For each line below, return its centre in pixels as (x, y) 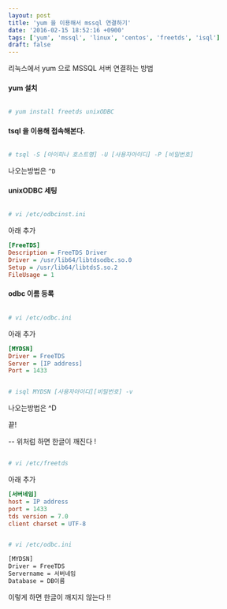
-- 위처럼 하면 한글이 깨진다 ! (52, 442)
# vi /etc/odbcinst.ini (47, 215)
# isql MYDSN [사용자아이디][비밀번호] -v (71, 392)
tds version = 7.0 (38, 516)
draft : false (30, 45)
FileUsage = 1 (32, 275)
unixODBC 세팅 (33, 190)
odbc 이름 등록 (31, 293)
